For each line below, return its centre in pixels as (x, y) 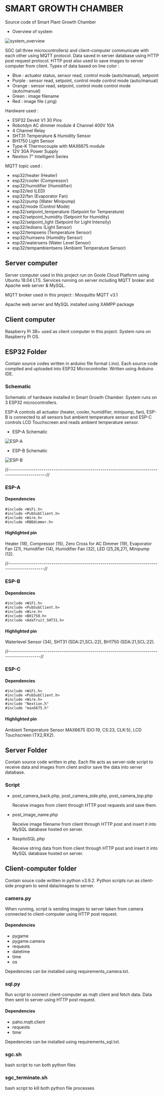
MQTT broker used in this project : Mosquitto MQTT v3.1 (61, 295)
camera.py (18, 898)
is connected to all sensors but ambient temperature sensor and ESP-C (81, 417)
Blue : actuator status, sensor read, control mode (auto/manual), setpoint (85, 75)
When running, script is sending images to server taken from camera (74, 909)
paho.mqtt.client (29, 1022)
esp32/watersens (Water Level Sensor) (51, 242)
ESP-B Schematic (30, 450)
